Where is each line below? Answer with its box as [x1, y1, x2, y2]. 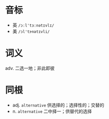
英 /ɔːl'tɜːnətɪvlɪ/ [12, 22, 54, 28]
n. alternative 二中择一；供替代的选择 [12, 108, 92, 114]
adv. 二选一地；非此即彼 [5, 65, 55, 71]
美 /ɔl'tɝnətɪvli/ [12, 28, 50, 34]
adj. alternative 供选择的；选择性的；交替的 [12, 102, 104, 108]
